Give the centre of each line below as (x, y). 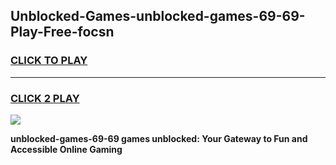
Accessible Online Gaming (66, 149)
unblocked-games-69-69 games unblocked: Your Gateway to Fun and (159, 138)
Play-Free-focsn (62, 32)
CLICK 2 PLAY (45, 98)
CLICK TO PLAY (49, 61)
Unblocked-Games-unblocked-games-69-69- (158, 16)
